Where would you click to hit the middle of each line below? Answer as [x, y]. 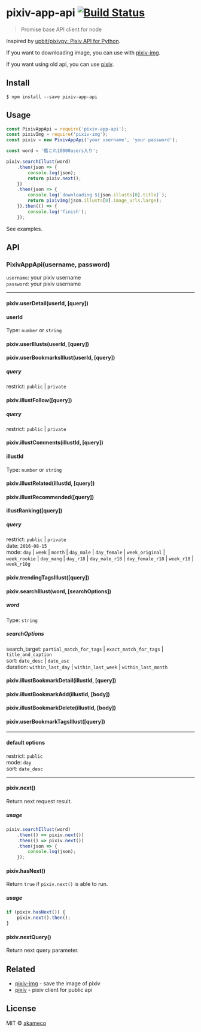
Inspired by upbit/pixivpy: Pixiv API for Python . [63, 41]
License [21, 1009]
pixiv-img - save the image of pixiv [57, 983]
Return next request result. [39, 801]
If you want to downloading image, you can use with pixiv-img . [83, 52]
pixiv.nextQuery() [29, 937]
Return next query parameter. [42, 950]
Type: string [22, 620]
